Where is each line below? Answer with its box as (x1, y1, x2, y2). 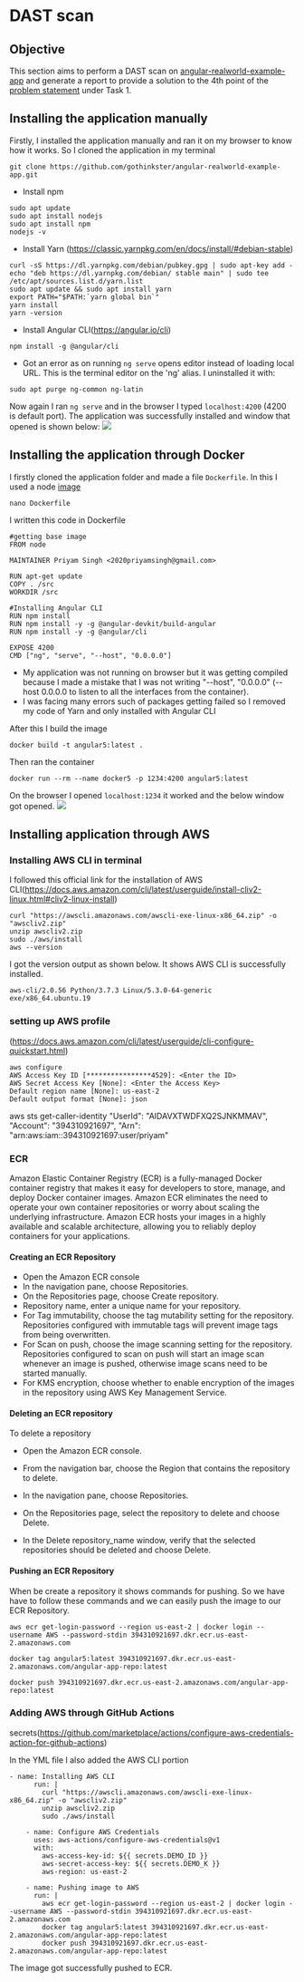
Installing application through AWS (9, 827, 210, 843)
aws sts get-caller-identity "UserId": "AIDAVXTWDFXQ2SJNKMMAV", (9, 1110, 269, 1121)
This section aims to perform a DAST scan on (9, 65, 179, 76)
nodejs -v (9, 227, 47, 237)
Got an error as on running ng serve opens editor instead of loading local (22, 357, 295, 368)
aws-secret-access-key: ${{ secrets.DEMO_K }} (42, 1859, 221, 1868)
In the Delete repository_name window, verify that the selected (22, 1535, 256, 1546)
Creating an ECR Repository (9, 1252, 116, 1262)
